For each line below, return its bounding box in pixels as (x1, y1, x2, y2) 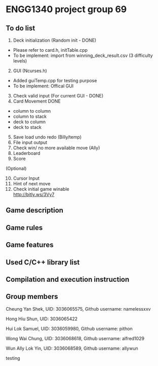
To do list (6, 24, 35, 32)
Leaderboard (13, 150, 41, 156)
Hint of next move (13, 181, 51, 186)
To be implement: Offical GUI (13, 83, 74, 89)
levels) (13, 58, 27, 64)
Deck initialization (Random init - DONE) (13, 37, 97, 43)
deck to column (13, 119, 46, 125)
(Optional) (6, 165, 27, 171)
